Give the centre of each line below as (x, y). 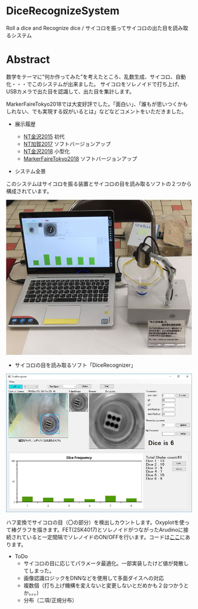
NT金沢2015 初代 (44, 136)
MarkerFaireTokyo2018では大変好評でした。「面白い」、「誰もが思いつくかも (97, 104)
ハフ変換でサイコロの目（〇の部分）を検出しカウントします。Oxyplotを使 (95, 522)
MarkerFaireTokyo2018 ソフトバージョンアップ (80, 158)
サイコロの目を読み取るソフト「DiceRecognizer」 (75, 365)
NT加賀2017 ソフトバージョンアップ (67, 144)
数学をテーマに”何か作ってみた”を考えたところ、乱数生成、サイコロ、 (91, 76)
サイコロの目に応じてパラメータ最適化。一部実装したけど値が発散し (106, 564)
